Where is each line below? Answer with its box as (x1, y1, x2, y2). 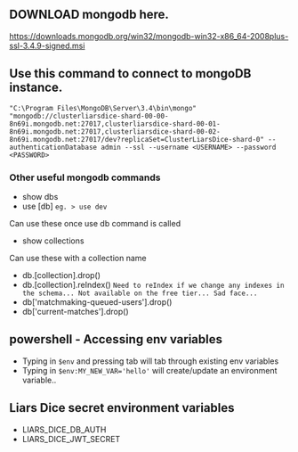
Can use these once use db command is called (9, 218, 181, 228)
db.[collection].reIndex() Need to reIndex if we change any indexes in (21, 279, 285, 290)
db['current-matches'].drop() (21, 306, 129, 316)
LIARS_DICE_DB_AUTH (21, 423, 107, 435)
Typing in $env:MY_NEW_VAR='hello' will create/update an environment (21, 365, 278, 375)
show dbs (21, 191, 59, 201)
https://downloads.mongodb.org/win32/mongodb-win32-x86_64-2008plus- (9, 30, 289, 41)
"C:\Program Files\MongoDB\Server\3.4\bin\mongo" (9, 103, 197, 112)
